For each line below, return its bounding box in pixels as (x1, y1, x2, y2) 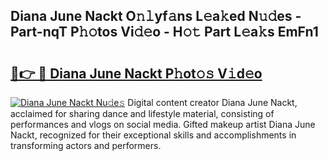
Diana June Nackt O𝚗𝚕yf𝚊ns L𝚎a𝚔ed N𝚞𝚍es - (10, 8, 302, 25)
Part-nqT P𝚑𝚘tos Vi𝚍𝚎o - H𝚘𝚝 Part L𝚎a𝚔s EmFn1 (10, 24, 319, 41)
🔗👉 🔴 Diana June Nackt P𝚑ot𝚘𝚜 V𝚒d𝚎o (10, 65, 263, 82)
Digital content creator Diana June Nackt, (127, 97, 298, 108)
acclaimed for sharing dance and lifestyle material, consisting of (10, 108, 275, 119)
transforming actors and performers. (10, 140, 162, 151)
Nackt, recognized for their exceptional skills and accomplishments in (10, 129, 297, 141)
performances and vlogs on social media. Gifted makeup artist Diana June (10, 119, 316, 130)
